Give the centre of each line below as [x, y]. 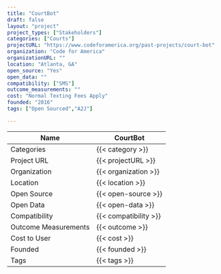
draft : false [26, 20]
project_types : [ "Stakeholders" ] [55, 32]
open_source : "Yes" [35, 70]
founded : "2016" [30, 102]
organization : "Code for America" [56, 52]
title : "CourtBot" [33, 13]
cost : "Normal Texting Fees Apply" [58, 96]
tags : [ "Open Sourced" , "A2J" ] [50, 109]
